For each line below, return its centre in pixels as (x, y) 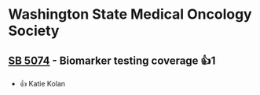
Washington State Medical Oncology (130, 14)
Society (34, 31)
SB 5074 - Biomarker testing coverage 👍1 (112, 60)
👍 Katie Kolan (42, 84)
